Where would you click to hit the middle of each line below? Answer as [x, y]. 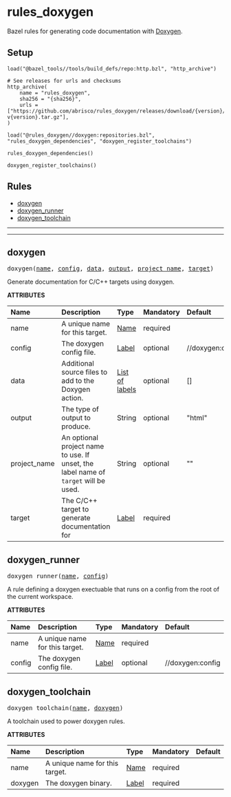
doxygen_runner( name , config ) [58, 576]
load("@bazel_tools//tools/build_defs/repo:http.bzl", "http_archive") [112, 69]
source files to [85, 372]
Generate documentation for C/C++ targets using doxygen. [91, 282]
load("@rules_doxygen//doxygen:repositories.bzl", [81, 135]
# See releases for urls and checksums [64, 81]
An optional [80, 437]
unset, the [78, 464]
